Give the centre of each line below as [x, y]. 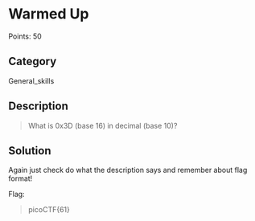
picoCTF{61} [49, 210]
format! [21, 178]
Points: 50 [25, 36]
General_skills [31, 80]
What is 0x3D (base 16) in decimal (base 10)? [103, 125]
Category [33, 61]
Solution [30, 151]
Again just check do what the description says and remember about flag [128, 170]
